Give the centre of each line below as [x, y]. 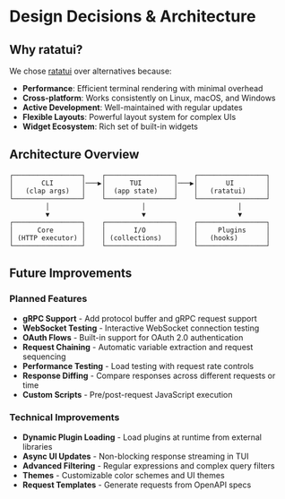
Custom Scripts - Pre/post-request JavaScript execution [127, 394]
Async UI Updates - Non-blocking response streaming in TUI [135, 456]
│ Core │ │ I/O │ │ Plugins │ [140, 230]
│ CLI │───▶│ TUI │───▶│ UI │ [140, 183]
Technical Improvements [65, 417]
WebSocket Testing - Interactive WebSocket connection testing [141, 328]
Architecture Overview [74, 155]
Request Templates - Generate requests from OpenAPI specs [137, 485]
